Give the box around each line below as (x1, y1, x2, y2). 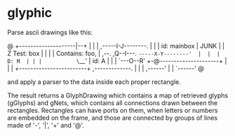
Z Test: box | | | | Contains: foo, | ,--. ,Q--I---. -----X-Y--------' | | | (7, 49, 221, 57)
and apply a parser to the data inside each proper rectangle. (7, 77, 181, 86)
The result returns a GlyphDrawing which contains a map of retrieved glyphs (7, 91, 229, 100)
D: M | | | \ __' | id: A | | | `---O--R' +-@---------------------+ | (7, 56, 227, 64)
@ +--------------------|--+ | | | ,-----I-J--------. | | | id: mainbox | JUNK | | (7, 41, 225, 50)
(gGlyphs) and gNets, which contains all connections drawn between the (7, 98, 218, 107)
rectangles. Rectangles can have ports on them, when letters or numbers (7, 106, 218, 114)
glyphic (7, 5, 53, 21)
